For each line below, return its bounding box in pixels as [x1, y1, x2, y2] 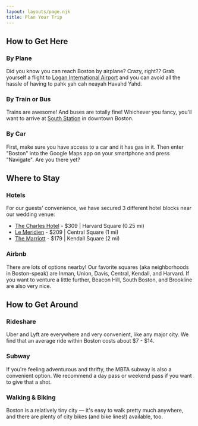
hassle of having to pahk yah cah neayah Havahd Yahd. [6, 80, 143, 87]
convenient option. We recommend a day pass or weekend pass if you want [6, 372, 192, 379]
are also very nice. [6, 282, 52, 289]
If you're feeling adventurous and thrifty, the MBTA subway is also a [6, 365, 172, 372]
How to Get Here [6, 36, 68, 46]
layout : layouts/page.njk [6, 8, 70, 15]
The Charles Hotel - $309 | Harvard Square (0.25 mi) [14, 223, 144, 230]
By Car [6, 130, 26, 138]
